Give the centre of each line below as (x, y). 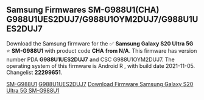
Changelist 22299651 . (34, 72)
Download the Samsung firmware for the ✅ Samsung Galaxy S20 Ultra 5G (100, 43)
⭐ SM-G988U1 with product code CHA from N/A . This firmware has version (102, 50)
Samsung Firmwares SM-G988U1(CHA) (83, 10)
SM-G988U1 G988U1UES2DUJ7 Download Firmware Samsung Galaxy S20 (100, 84)
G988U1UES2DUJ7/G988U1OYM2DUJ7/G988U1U (102, 20)
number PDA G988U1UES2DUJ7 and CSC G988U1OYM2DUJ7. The (91, 59)
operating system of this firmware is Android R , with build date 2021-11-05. (101, 65)
